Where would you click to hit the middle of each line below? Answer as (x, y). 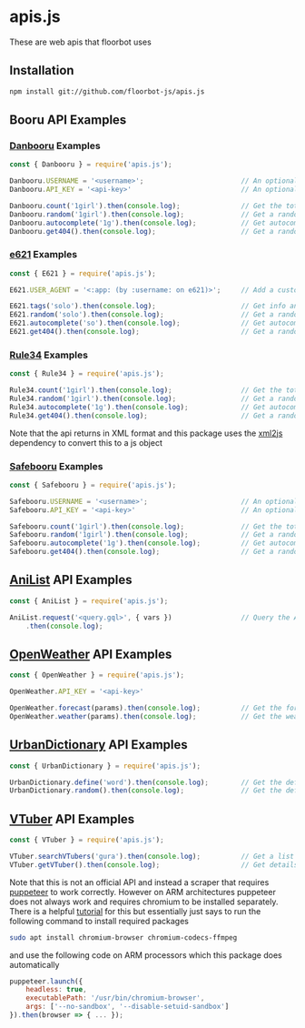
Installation (42, 71)
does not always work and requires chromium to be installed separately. (144, 902)
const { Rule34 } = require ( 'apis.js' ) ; (87, 374)
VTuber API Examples (72, 819)
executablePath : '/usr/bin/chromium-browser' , (115, 998)
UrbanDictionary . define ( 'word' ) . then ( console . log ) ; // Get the (146, 782)
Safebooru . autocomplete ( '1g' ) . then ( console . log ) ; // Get (138, 543)
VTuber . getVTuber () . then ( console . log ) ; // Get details (154, 865)
